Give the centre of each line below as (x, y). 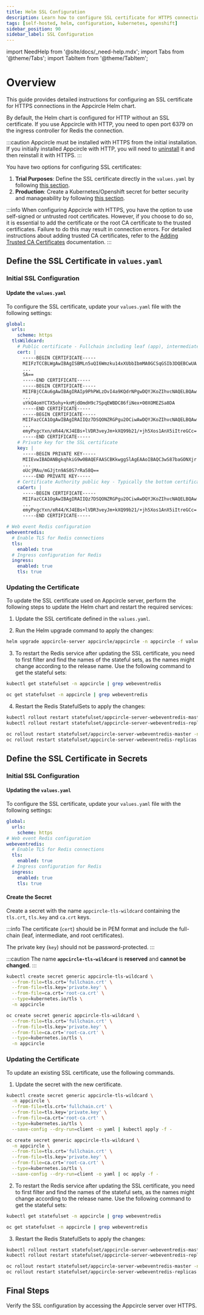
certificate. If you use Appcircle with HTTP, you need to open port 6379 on (100, 124)
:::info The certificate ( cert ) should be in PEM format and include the (92, 928)
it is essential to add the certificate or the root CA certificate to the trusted (99, 223)
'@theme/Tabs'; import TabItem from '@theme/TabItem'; (77, 58)
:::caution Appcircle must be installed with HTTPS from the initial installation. (102, 143)
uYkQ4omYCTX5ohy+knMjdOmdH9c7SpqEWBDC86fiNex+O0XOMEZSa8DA (98, 403)
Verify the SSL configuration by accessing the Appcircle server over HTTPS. (102, 1305)
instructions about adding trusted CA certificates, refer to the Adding (92, 236)
